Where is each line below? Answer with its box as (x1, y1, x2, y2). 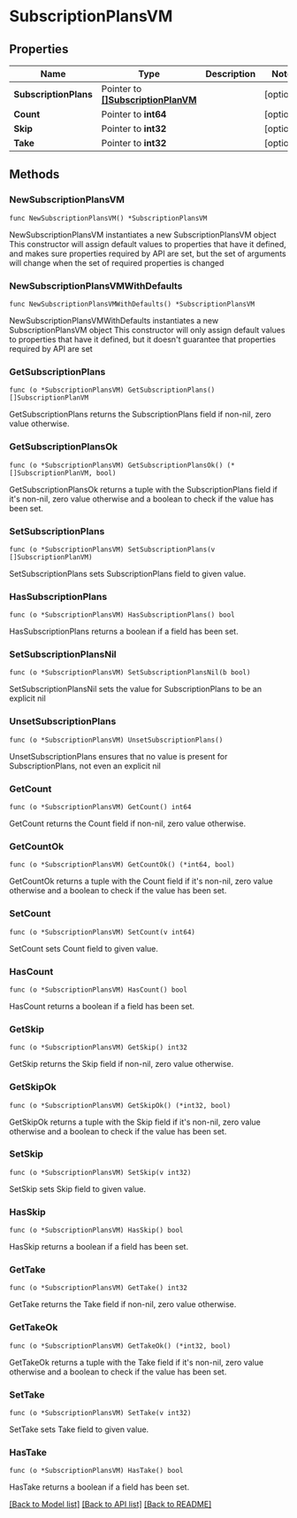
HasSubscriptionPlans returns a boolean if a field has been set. (9, 627, 239, 637)
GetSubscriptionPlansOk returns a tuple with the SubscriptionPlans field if (9, 484, 278, 494)
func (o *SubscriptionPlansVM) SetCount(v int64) (9, 928, 196, 937)
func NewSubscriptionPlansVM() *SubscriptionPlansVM (9, 214, 208, 222)
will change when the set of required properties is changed (9, 257, 225, 268)
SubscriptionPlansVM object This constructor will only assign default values (9, 324, 286, 335)
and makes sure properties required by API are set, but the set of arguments (9, 248, 286, 259)
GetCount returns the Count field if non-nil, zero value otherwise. (9, 818, 246, 829)
